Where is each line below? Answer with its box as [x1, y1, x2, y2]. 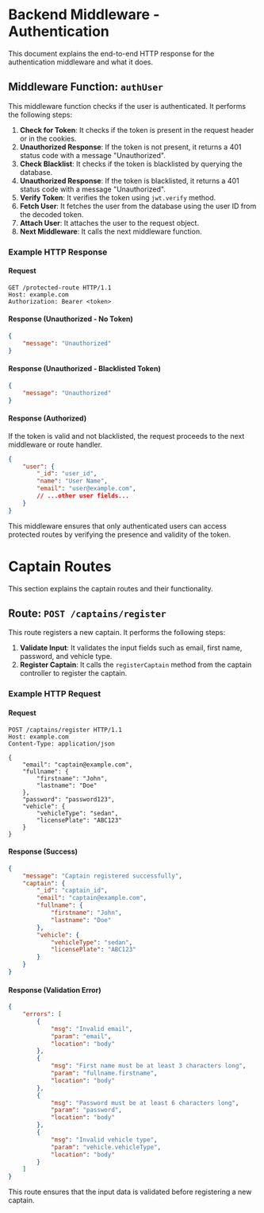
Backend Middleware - [8, 6, 160, 24]
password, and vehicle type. [19, 652, 113, 661]
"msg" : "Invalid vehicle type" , [50, 1135, 158, 1144]
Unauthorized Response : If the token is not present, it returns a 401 [19, 141, 242, 152]
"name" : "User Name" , [36, 477, 109, 486]
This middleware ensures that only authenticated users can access [8, 521, 228, 530]
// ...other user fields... [36, 492, 129, 500]
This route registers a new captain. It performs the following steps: [8, 628, 226, 638]
